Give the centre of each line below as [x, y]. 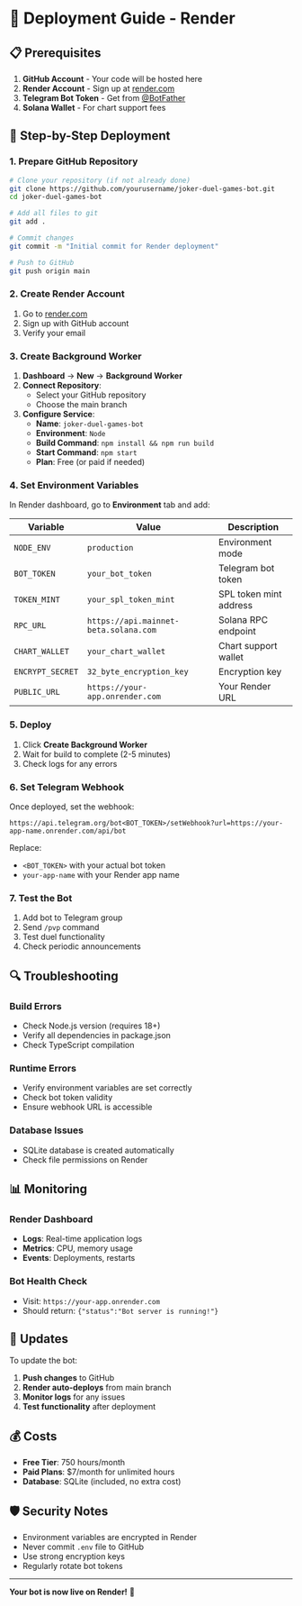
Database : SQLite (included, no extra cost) [102, 1482]
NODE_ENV [32, 548]
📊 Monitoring [49, 1189]
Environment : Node [71, 433]
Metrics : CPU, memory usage [77, 1248]
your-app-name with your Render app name [101, 875]
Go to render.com [55, 314]
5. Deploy [31, 725]
